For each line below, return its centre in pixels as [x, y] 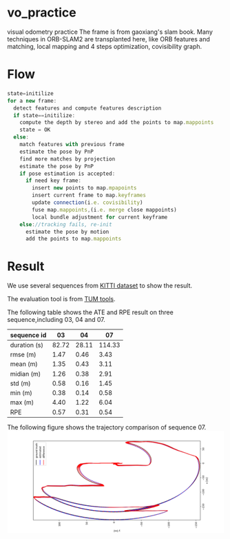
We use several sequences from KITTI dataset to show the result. [100, 286]
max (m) [22, 403]
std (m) [20, 383]
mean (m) [24, 364]
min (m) [21, 393]
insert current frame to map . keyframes [89, 195]
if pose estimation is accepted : [67, 174]
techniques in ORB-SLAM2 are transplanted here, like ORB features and [108, 39]
